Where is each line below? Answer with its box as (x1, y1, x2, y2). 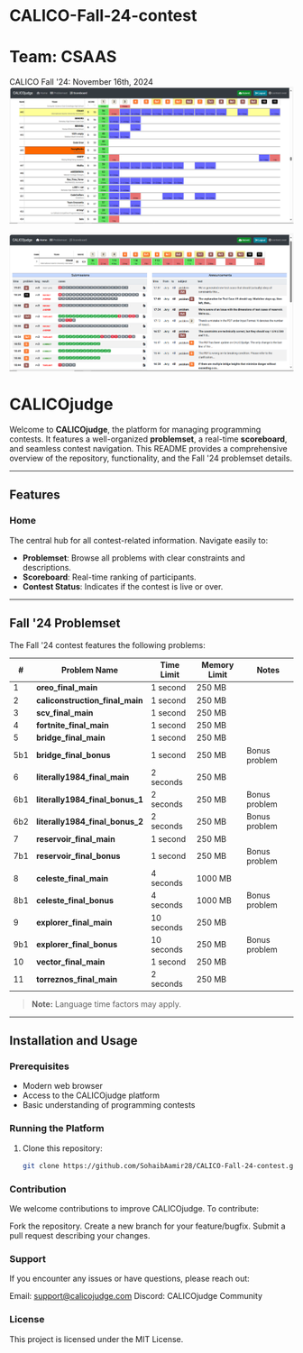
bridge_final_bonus (35, 750, 111, 761)
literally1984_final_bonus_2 (35, 816, 144, 827)
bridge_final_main (35, 732, 106, 744)
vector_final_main (35, 956, 106, 967)
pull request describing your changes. (9, 1230, 151, 1240)
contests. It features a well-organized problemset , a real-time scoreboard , (9, 434, 288, 444)
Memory (201, 660, 234, 671)
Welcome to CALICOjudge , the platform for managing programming (9, 425, 262, 435)
